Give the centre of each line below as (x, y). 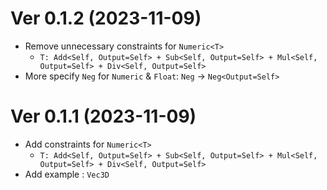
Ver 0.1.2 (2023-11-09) (106, 18)
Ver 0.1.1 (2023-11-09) (103, 116)
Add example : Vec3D (67, 174)
